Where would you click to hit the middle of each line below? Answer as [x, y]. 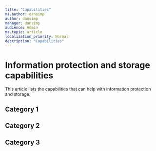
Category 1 [22, 109]
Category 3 [22, 142]
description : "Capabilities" [35, 41]
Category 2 [22, 126]
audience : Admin [21, 28]
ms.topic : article [24, 32]
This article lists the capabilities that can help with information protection [78, 89]
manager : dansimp [23, 23]
